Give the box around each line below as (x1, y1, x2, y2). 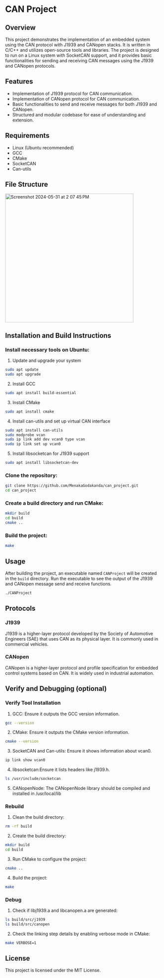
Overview (5, 23, 36, 32)
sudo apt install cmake (5, 409, 55, 414)
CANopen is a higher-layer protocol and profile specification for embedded (5, 664, 159, 670)
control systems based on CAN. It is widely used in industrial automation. (5, 670, 155, 676)
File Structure (5, 180, 48, 189)
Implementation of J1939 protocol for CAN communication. (12, 91, 133, 97)
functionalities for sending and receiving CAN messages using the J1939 (5, 58, 154, 63)
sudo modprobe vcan (5, 432, 46, 437)
